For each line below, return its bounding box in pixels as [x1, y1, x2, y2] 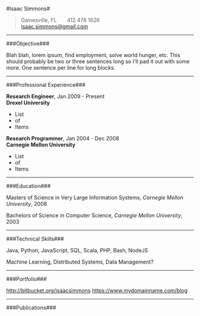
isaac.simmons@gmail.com [20, 23, 88, 30]
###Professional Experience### [6, 82, 86, 88]
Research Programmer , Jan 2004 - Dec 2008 [6, 135, 120, 142]
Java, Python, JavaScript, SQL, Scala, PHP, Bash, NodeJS [6, 247, 148, 254]
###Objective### [6, 40, 49, 47]
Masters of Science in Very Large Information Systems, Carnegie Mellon [6, 194, 183, 201]
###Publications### [6, 304, 57, 311]
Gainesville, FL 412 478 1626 [20, 17, 100, 23]
